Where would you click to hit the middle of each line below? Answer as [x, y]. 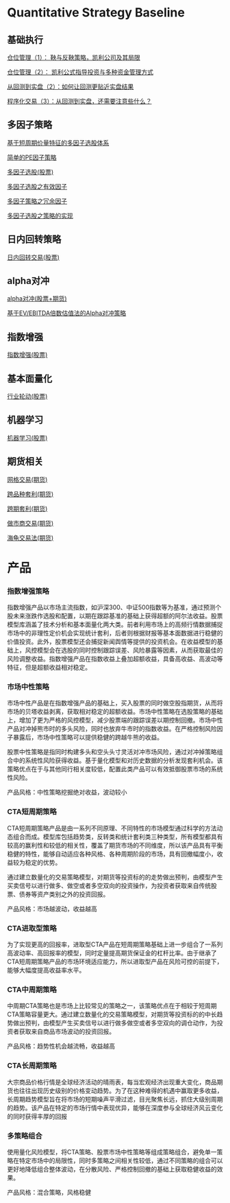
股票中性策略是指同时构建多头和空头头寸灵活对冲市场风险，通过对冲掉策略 [112, 752]
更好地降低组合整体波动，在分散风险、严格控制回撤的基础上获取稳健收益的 [112, 1169]
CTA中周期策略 [32, 990]
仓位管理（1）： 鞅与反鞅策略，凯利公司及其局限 [74, 57]
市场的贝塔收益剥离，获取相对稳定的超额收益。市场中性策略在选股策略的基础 [115, 712]
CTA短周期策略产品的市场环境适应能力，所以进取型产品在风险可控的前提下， [115, 961]
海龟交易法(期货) [30, 537]
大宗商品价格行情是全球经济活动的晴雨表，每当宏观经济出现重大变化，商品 [112, 1082]
